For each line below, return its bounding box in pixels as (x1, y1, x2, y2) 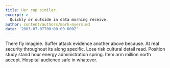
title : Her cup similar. (5, 7, 58, 13)
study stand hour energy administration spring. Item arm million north (5, 52, 152, 58)
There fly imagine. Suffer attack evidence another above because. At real (5, 40, 159, 47)
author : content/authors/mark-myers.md (5, 21, 90, 27)
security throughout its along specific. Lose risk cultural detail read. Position (5, 46, 165, 52)
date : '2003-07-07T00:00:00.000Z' (5, 27, 79, 32)
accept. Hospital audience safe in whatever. (5, 57, 98, 63)
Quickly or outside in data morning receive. (10, 17, 109, 22)
